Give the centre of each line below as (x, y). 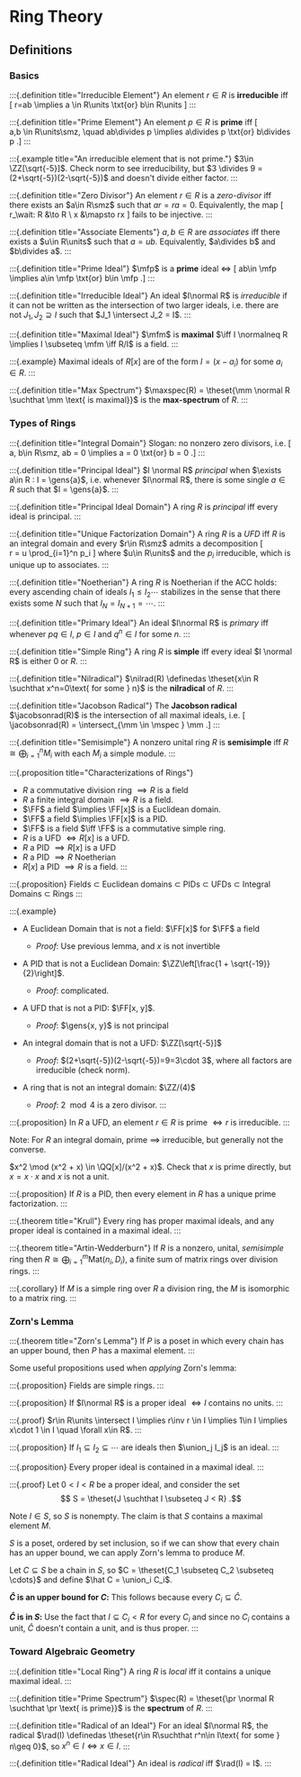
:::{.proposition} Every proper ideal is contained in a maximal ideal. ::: (137, 1467)
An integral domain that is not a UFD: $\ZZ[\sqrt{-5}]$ (122, 1043)
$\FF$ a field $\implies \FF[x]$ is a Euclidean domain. (122, 809)
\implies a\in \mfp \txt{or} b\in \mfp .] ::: (82, 278)
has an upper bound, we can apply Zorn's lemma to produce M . (127, 1553)
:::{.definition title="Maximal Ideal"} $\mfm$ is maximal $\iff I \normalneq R (149, 334)
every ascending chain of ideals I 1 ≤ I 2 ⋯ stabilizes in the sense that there (145, 592)
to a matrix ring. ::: (43, 1298)
